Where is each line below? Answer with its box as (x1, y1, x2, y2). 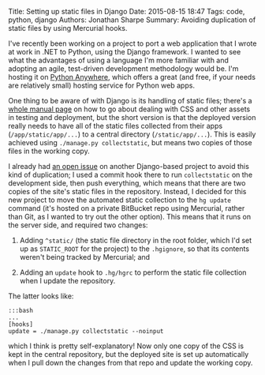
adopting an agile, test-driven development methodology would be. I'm (8, 64, 239, 73)
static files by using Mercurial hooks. (8, 24, 128, 32)
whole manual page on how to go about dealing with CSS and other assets (8, 104, 251, 114)
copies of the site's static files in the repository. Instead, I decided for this (8, 187, 247, 196)
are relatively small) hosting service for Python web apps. (8, 81, 196, 90)
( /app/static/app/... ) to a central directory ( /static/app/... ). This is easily (8, 129, 256, 139)
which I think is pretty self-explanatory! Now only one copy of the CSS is (8, 341, 244, 351)
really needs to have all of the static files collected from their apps (8, 122, 223, 130)
